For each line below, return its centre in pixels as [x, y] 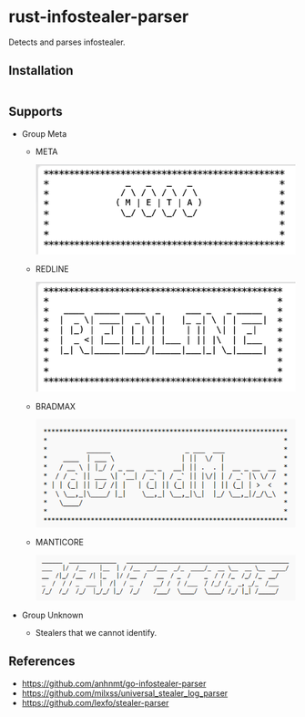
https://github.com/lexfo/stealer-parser [95, 702]
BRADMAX [56, 406]
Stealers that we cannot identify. [96, 632]
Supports [36, 112]
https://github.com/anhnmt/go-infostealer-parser [114, 683]
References [42, 662]
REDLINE [52, 269]
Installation [41, 71]
